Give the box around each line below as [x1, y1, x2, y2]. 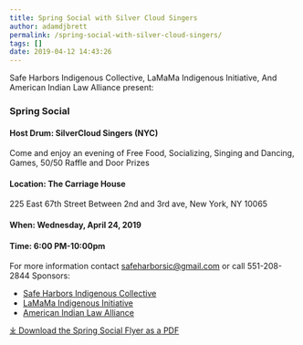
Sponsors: [31, 270, 70, 281]
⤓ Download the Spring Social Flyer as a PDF [9, 325, 180, 336]
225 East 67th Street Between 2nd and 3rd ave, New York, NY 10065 [9, 198, 267, 210]
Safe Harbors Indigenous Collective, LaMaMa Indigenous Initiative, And [9, 72, 277, 83]
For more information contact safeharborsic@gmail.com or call [9, 261, 246, 272]
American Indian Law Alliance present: [9, 82, 154, 93]
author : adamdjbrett [9, 22, 89, 31]
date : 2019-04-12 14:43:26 [9, 47, 112, 57]
